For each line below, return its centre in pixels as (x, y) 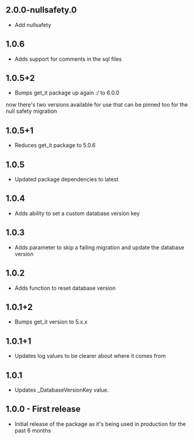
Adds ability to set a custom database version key (77, 213)
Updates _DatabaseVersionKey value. (62, 390)
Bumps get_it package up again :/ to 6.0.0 (67, 93)
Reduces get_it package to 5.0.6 (55, 145)
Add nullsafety (33, 25)
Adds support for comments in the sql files (68, 59)
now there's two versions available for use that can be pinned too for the (97, 105)
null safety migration (31, 111)
